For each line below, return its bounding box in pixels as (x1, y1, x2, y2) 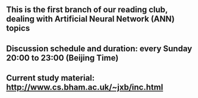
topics (6, 23, 30, 33)
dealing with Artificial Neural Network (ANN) (6, 14, 175, 24)
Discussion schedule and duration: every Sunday (6, 43, 192, 53)
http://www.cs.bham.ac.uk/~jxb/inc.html (6, 83, 164, 93)
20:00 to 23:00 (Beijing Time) (6, 53, 119, 63)
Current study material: (6, 73, 95, 83)
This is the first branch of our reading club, (6, 5, 168, 15)
